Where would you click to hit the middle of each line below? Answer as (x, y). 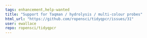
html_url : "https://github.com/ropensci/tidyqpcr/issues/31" (70, 19)
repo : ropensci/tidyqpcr (31, 28)
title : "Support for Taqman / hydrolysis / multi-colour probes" (74, 14)
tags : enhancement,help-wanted (37, 10)
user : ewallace (21, 23)
